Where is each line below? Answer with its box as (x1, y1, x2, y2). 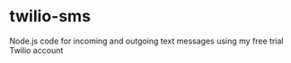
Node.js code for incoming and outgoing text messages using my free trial (9, 35, 284, 46)
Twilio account (9, 44, 64, 55)
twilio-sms (9, 6, 92, 27)
